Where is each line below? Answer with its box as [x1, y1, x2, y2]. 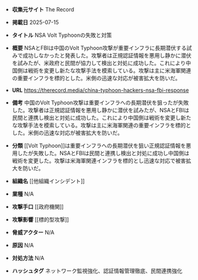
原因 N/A [11, 241, 34, 249]
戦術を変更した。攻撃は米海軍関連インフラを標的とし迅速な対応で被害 [11, 157, 187, 164]
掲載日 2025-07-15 [11, 19, 59, 26]
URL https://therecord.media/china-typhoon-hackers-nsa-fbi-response [11, 87, 190, 94]
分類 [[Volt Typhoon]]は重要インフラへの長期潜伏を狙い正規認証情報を [11, 142, 187, 149]
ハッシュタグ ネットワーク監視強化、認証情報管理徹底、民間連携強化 [11, 267, 182, 274]
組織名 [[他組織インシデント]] [11, 177, 85, 185]
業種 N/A [11, 190, 34, 197]
